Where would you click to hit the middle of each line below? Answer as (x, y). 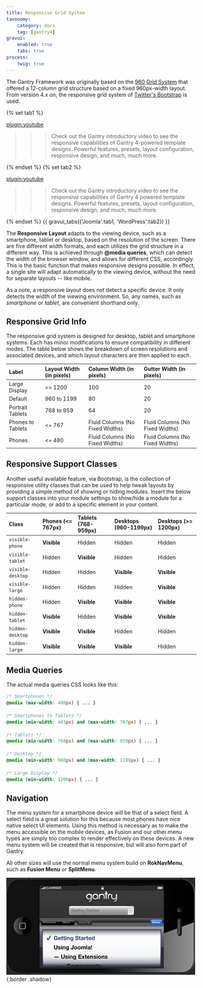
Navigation (27, 798)
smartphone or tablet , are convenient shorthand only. (73, 303)
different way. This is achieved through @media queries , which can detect (99, 252)
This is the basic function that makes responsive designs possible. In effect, (101, 265)
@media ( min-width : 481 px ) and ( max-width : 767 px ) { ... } (82, 722)
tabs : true (31, 51)
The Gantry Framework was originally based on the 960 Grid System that (97, 82)
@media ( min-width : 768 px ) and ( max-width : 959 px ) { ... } (82, 741)
